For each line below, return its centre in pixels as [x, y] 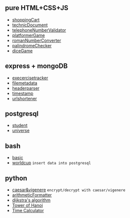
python [16, 178]
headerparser [26, 88]
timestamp [23, 93]
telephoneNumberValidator [39, 30]
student [20, 126]
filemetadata [24, 83]
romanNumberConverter [37, 40]
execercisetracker [30, 78]
